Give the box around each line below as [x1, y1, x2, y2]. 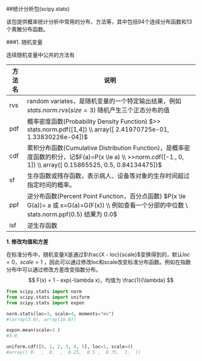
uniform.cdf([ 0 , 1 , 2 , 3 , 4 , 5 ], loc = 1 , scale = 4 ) [6, 343, 133, 350]
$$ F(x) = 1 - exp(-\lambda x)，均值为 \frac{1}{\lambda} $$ [28, 276, 174, 284]
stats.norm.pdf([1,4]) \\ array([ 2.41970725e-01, [26, 126, 170, 133]
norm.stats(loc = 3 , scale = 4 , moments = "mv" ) [6, 310, 114, 317]
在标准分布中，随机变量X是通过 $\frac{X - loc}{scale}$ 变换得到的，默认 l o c [6, 251, 191, 258]
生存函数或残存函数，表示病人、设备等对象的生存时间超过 [26, 171, 190, 180]
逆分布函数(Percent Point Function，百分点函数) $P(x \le [26, 192, 186, 200]
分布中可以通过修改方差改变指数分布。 [6, 266, 101, 273]
